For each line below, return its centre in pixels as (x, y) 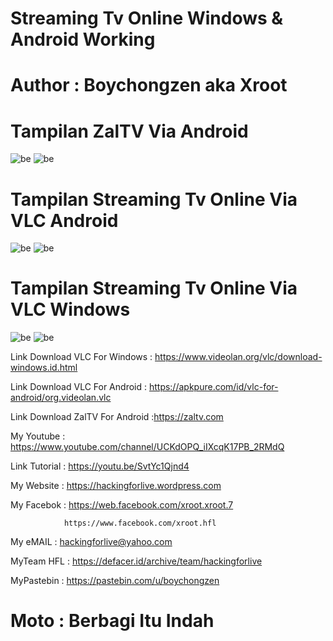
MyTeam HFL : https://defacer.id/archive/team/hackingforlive (136, 561)
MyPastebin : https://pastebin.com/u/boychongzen (115, 581)
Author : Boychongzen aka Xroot (149, 85)
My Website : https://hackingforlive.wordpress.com (116, 486)
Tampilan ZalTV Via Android (129, 131)
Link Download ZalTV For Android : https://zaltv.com (117, 417)
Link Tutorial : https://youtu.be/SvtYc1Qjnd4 (100, 466)
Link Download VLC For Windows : (81, 357)
